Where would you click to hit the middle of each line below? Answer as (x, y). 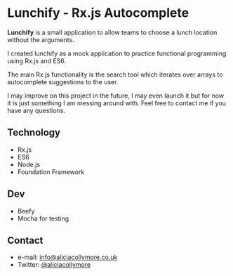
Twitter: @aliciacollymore (54, 265)
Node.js (29, 164)
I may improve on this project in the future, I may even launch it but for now (116, 96)
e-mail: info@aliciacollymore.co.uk (67, 257)
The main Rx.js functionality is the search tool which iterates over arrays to (115, 74)
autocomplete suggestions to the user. (63, 81)
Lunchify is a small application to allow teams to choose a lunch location (112, 32)
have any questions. (36, 110)
